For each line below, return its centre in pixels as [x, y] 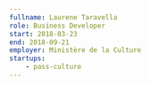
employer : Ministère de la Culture [75, 50]
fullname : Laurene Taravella [63, 17]
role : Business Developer [57, 26]
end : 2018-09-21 [39, 42]
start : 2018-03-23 [43, 34]
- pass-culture [54, 67]
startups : [28, 58]
